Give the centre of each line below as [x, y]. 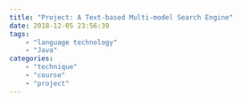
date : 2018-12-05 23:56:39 [59, 26]
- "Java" [42, 51]
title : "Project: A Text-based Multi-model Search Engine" [121, 17]
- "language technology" [71, 42]
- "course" [46, 75]
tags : [19, 34]
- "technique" [51, 67]
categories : [31, 59]
